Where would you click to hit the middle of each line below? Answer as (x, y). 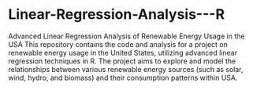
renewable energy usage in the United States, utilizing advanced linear (123, 52)
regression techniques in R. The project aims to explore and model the (122, 61)
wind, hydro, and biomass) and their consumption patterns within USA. (123, 77)
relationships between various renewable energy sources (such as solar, (126, 69)
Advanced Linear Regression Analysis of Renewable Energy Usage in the (126, 36)
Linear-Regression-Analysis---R (117, 14)
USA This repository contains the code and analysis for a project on (118, 44)
